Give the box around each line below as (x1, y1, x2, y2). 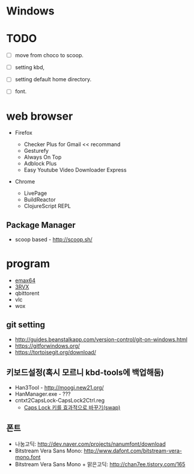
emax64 (14, 277, 36, 284)
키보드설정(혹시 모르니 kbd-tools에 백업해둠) (6, 368, 164, 378)
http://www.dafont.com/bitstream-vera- (83, 447, 182, 454)
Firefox (14, 129, 33, 137)
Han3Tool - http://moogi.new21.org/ (14, 384, 104, 391)
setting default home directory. (14, 76, 92, 83)
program (6, 257, 50, 271)
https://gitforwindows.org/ (14, 342, 80, 349)
